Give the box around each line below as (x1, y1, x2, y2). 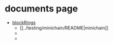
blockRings (12, 19, 36, 25)
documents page (5, 3, 78, 14)
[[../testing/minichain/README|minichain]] (19, 24, 109, 30)
